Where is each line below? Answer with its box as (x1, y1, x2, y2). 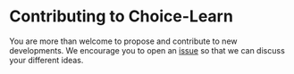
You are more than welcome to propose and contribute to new (9, 36, 239, 46)
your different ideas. (9, 54, 84, 65)
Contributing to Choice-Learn (9, 6, 234, 27)
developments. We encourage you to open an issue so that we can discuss (9, 45, 286, 55)
